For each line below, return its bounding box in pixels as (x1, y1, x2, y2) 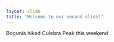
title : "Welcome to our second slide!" (6, 14, 104, 20)
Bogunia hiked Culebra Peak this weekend (6, 29, 109, 36)
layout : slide (6, 8, 41, 14)
